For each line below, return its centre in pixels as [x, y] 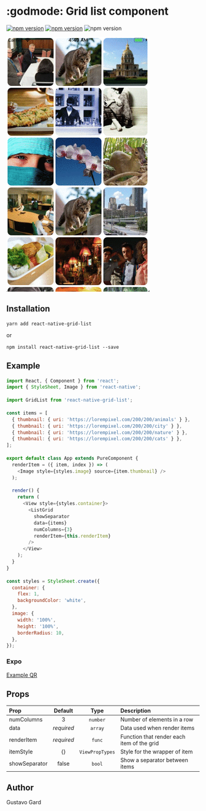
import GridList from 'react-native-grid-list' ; [70, 400]
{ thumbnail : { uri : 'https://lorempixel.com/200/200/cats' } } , [97, 439]
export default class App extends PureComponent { [72, 459]
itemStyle [21, 752]
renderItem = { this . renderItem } [72, 536]
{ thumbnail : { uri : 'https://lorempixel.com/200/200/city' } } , [97, 426]
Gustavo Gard [24, 802]
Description [136, 710]
